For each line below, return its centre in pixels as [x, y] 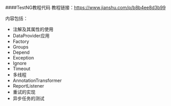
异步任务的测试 [28, 98]
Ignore [20, 63]
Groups [20, 47]
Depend [21, 52]
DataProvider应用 [31, 36]
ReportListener [28, 86]
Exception [23, 58]
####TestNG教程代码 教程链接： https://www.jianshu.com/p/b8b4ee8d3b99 [85, 7]
